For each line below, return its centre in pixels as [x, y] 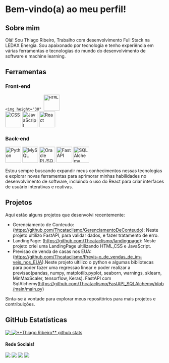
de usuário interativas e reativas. [39, 187]
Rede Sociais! [20, 344]
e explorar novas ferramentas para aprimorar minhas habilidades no [76, 176]
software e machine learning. [36, 56]
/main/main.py [27, 289]
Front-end [18, 86]
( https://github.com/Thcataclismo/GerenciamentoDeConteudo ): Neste [86, 230]
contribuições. [20, 304]
